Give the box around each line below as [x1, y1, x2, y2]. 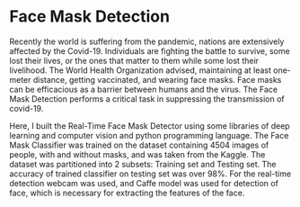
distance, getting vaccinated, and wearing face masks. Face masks [32, 74, 282, 85]
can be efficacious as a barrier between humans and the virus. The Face [9, 84, 278, 94]
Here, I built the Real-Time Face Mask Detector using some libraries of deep [9, 120, 290, 131]
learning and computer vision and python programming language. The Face [9, 130, 289, 140]
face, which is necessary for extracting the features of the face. [9, 187, 245, 198]
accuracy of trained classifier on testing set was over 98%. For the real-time [9, 168, 292, 179]
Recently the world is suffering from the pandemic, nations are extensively [9, 36, 285, 47]
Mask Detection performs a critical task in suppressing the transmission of [9, 93, 285, 104]
